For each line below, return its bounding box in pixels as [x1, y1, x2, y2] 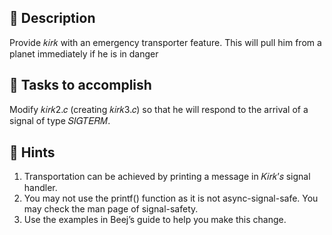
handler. [23, 182, 58, 194]
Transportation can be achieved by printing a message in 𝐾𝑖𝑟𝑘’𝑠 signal [23, 171, 311, 183]
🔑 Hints [9, 144, 56, 161]
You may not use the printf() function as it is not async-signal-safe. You [23, 192, 319, 205]
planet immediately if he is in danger [9, 47, 159, 60]
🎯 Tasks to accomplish [9, 77, 152, 94]
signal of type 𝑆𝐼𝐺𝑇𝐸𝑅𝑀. [9, 114, 111, 126]
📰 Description [9, 10, 96, 27]
